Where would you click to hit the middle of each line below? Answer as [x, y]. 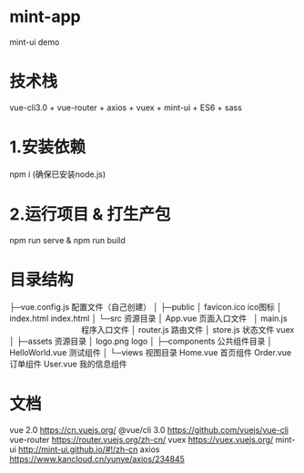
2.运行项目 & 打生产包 [90, 214]
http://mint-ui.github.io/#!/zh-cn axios [89, 449]
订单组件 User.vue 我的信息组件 [68, 364]
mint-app [46, 17]
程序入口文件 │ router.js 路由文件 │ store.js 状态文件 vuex [188, 329]
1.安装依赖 [48, 147]
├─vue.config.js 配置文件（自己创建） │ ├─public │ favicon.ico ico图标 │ [146, 306]
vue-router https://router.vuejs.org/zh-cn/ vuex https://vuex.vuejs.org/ [142, 439]
